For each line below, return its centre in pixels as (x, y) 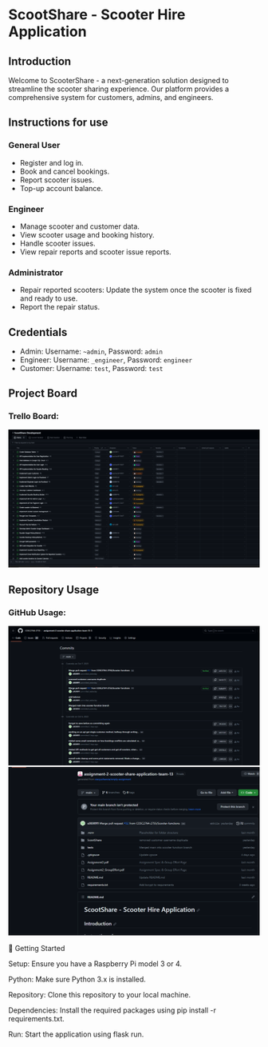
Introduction (40, 61)
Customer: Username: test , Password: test (91, 369)
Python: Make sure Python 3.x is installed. (77, 979)
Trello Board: (34, 416)
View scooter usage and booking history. (87, 234)
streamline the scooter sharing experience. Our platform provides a (119, 89)
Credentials (38, 332)
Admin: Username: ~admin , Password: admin (91, 352)
